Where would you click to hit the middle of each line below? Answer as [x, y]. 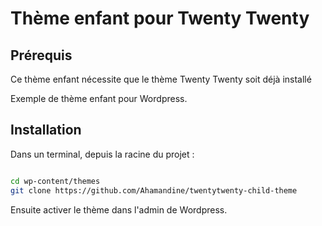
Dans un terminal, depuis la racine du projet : [102, 154]
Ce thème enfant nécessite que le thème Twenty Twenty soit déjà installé [161, 79]
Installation [46, 130]
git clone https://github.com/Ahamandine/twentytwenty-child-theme [154, 190]
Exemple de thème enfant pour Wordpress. [99, 98]
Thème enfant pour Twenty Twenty [160, 18]
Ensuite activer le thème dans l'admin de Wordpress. [119, 209]
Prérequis [41, 55]
